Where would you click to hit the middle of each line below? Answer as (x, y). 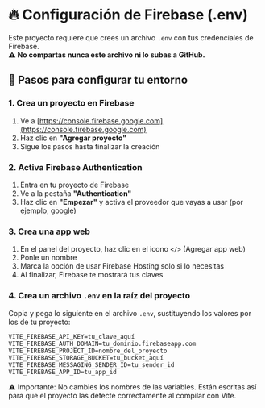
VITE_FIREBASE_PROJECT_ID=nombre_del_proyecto (88, 351)
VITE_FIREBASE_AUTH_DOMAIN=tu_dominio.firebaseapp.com (102, 343)
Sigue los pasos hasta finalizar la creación (90, 146)
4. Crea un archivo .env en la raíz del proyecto (99, 296)
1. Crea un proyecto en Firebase (71, 103)
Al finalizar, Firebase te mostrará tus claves (91, 275)
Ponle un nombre (49, 258)
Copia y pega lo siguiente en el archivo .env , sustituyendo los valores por (130, 313)
